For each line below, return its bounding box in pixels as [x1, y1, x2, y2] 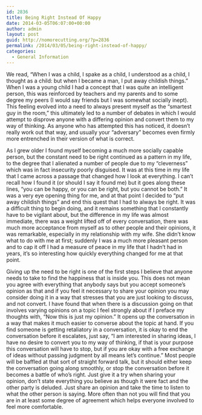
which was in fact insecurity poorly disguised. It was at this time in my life [6, 166, 190, 173]
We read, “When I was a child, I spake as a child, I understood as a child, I [6, 70, 190, 78]
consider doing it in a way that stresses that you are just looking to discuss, [6, 293, 194, 300]
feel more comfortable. [6, 403, 64, 410]
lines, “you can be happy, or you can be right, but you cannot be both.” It [6, 185, 187, 193]
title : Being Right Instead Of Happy [6, 15, 102, 21]
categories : [6, 48, 36, 55]
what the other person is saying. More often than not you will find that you [6, 390, 191, 397]
